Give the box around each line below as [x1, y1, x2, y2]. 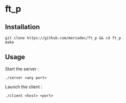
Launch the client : [5, 84, 42, 89]
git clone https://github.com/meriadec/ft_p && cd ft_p [5, 35, 121, 40]
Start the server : [5, 66, 39, 71]
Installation [5, 23, 40, 31]
